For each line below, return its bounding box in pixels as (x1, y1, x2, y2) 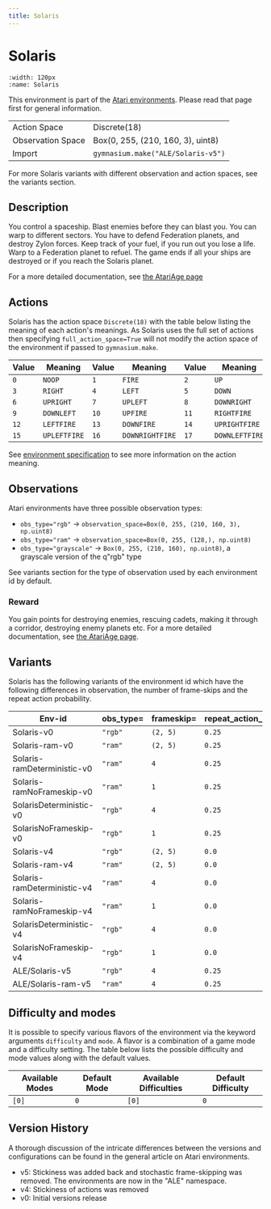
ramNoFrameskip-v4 (12, 906, 93, 917)
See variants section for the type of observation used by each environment (8, 568, 258, 577)
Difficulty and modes (8, 1006, 116, 1020)
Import (12, 147, 38, 159)
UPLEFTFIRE (43, 431, 85, 441)
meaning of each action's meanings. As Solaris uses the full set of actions (8, 325, 254, 336)
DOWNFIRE (122, 420, 156, 429)
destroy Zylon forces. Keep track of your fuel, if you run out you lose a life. (8, 239, 256, 249)
